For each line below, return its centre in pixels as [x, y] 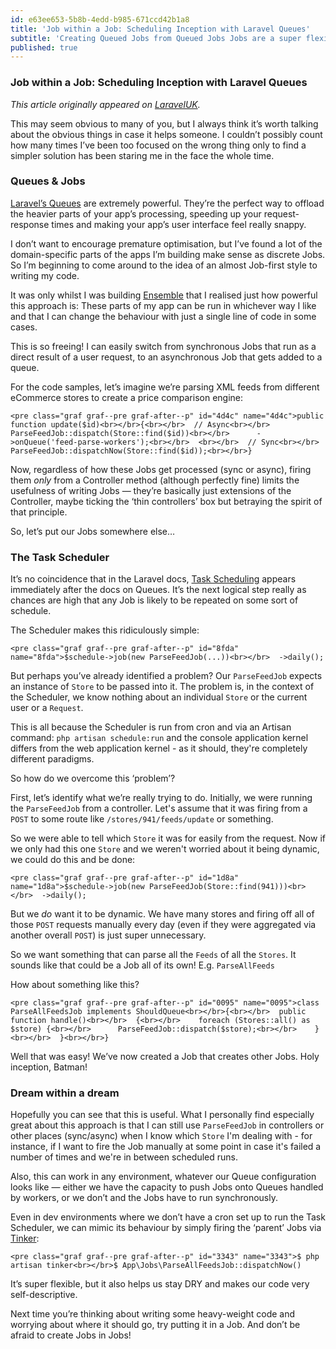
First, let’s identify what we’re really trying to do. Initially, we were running [161, 798]
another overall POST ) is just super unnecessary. [108, 935]
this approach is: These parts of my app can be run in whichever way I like [163, 305]
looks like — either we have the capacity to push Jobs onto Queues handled [167, 1187]
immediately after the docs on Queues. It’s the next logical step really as [158, 590]
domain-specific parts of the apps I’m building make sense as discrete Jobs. [168, 254]
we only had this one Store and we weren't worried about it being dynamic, [165, 849]
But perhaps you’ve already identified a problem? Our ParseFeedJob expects [166, 676]
